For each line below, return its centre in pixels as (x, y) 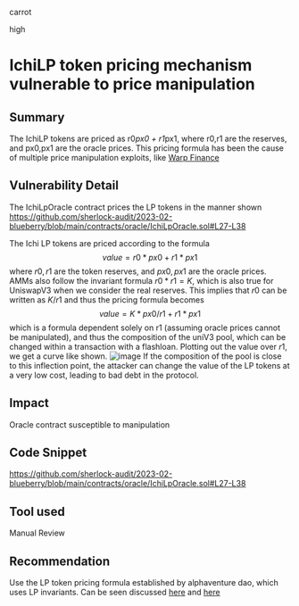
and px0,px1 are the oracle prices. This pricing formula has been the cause (146, 148)
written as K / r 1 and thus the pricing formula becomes (107, 299)
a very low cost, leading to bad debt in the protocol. (104, 375)
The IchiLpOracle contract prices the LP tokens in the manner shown (136, 207)
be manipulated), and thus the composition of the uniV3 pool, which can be (148, 336)
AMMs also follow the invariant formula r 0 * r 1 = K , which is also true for (141, 280)
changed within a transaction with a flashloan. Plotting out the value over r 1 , (148, 346)
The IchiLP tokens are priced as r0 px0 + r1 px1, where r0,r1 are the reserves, (148, 138)
